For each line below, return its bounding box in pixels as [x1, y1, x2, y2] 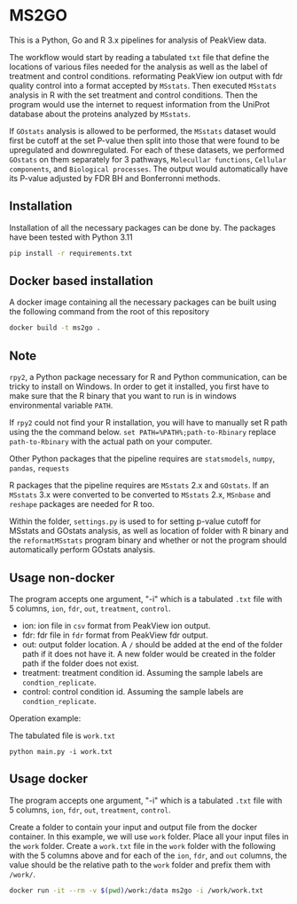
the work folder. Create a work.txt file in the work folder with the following [9, 840, 277, 851]
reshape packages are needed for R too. [9, 499, 155, 510]
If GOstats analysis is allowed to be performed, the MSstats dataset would [9, 125, 277, 136]
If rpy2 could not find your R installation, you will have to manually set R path [9, 417, 288, 428]
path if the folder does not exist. [21, 658, 139, 669]
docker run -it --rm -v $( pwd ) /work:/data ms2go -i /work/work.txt [9, 885, 264, 895]
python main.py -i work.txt [9, 747, 113, 756]
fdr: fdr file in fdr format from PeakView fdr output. [21, 630, 208, 640]
